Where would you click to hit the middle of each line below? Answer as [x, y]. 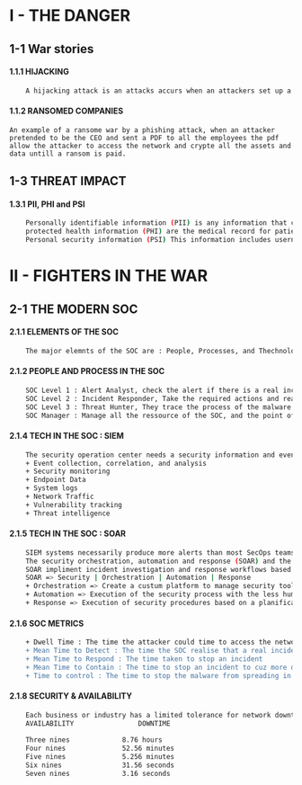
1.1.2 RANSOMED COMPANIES [67, 111]
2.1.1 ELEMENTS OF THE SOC [64, 332]
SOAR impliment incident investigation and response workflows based [159, 569]
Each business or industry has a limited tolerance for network [148, 715]
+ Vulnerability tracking [74, 504]
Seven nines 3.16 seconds [98, 773]
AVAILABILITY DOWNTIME [98, 723]
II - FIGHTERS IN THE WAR [109, 276]
